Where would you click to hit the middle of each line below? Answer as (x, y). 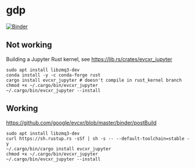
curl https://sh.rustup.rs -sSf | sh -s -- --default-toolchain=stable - (98, 139)
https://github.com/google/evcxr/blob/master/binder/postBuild (81, 122)
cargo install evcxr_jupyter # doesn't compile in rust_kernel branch (94, 80)
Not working (29, 45)
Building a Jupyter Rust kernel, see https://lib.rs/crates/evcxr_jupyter (89, 59)
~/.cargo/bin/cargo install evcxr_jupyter (59, 149)
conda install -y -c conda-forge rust (53, 75)
